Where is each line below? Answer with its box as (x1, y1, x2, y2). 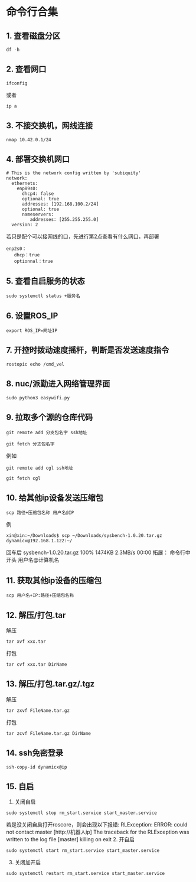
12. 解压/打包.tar (6, 610, 66, 620)
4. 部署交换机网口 (6, 154, 70, 164)
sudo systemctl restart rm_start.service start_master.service (6, 871, 165, 877)
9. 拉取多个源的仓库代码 (6, 412, 93, 422)
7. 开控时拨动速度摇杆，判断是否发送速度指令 (6, 345, 169, 355)
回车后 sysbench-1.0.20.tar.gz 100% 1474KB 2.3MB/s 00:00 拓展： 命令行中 (6, 549, 191, 556)
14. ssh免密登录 (6, 748, 64, 758)
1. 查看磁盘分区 (6, 31, 61, 41)
